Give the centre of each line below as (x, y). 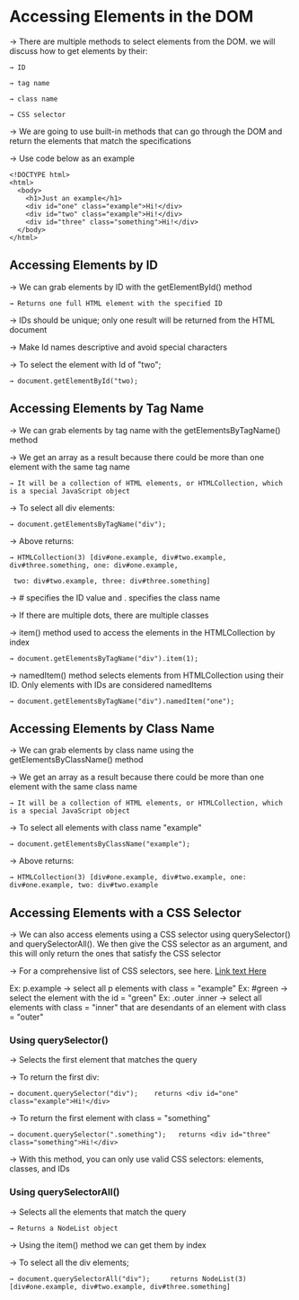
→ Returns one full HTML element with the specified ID (116, 303)
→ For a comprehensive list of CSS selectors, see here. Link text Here (138, 971)
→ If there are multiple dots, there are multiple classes (109, 615)
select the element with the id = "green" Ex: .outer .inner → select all (136, 998)
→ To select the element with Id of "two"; (85, 364)
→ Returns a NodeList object (64, 1228)
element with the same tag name (70, 467)
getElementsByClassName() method (76, 760)
